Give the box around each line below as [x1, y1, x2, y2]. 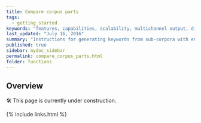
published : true [6, 42, 47, 48]
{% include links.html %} [6, 111, 67, 118]
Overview [6, 81, 44, 91]
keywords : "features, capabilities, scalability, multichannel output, [6, 25, 188, 32]
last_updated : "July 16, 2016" [6, 31, 84, 37]
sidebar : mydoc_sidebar [6, 48, 66, 54]
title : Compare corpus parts [6, 8, 79, 15]
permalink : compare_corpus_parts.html [6, 53, 103, 59]
